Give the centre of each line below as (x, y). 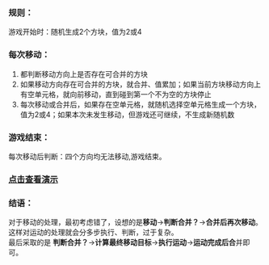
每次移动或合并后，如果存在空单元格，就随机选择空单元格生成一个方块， (140, 104)
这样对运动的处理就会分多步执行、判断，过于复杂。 (93, 233)
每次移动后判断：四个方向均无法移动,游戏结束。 (88, 156)
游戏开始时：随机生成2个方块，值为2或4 (76, 32)
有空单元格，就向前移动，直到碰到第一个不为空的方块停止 (116, 94)
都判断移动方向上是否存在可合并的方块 (84, 74)
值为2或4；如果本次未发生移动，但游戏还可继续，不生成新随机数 (127, 114)
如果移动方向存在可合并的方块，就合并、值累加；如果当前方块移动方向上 (140, 84)
